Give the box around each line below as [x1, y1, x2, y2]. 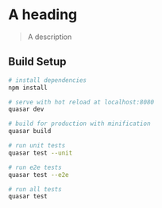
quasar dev [8, 105, 44, 113]
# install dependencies [8, 76, 87, 84]
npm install [8, 84, 48, 92]
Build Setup [8, 55, 67, 69]
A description [27, 32, 72, 41]
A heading [8, 6, 78, 24]
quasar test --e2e [8, 171, 69, 179]
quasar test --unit [8, 149, 73, 157]
